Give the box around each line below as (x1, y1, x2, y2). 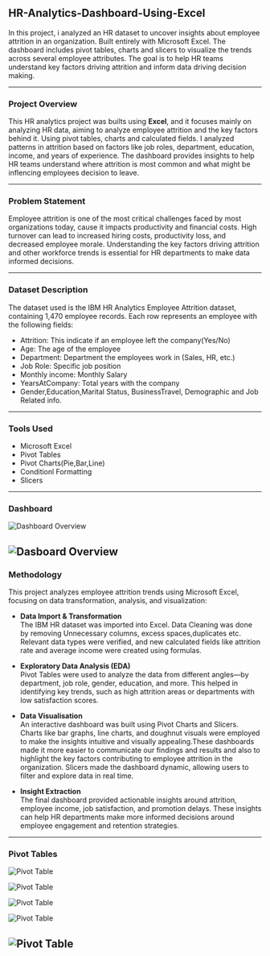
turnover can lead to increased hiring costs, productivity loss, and (8, 231, 227, 241)
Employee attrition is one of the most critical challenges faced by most (8, 213, 242, 224)
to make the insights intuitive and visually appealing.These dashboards (19, 736, 255, 746)
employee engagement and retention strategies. (19, 821, 179, 830)
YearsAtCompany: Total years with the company (19, 378, 180, 387)
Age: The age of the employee (19, 344, 121, 354)
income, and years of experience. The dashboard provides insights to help (8, 151, 255, 160)
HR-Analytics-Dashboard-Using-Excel (8, 6, 206, 20)
